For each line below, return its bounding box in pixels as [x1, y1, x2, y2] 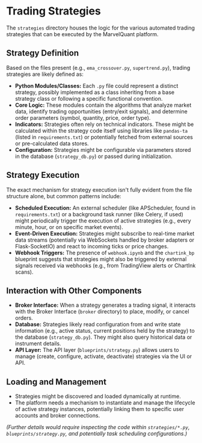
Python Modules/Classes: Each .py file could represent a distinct [14, 82, 179, 89]
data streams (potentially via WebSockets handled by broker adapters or [14, 236, 195, 243]
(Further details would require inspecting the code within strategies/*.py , [6, 424, 190, 431]
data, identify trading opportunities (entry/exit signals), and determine [14, 107, 188, 115]
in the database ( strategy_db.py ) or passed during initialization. [14, 152, 173, 160]
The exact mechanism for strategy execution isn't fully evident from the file [6, 186, 192, 193]
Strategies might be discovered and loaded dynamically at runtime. [14, 393, 182, 400]
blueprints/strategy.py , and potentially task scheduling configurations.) [6, 430, 188, 438]
